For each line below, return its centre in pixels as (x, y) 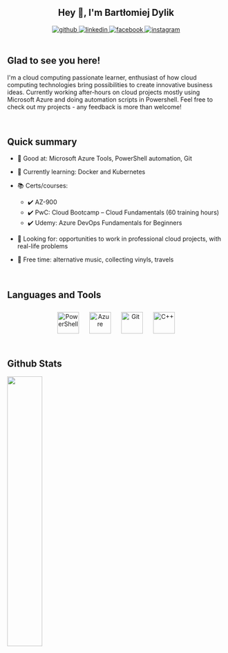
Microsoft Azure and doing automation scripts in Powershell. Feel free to (110, 99)
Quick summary (42, 142)
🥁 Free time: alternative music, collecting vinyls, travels (95, 259)
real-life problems (42, 246)
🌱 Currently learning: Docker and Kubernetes (81, 172)
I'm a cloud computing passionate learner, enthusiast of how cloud (102, 77)
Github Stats (35, 364)
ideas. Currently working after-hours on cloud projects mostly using (104, 92)
